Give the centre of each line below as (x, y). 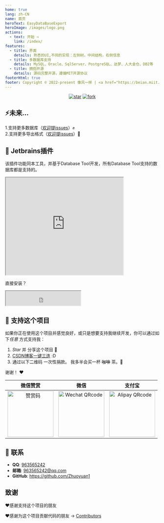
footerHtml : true (23, 78)
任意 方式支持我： (27, 339)
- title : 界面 (23, 50)
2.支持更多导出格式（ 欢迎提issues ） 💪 (43, 134)
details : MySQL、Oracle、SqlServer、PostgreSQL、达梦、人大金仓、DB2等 (83, 64)
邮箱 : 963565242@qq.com (39, 470)
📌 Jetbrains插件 (29, 151)
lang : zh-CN (17, 14)
